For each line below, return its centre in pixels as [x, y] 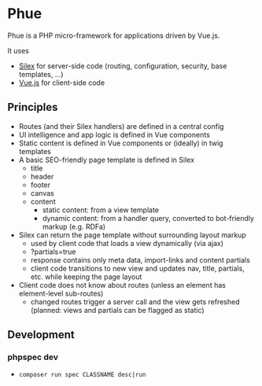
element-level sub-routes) [61, 293]
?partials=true [53, 252]
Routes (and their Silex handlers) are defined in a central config [121, 126]
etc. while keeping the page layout [86, 277]
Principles [33, 107]
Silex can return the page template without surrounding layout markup [133, 235]
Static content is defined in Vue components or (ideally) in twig [121, 143]
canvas [42, 193]
